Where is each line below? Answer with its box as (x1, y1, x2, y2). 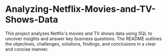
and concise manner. (5, 46, 49, 52)
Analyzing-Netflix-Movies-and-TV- (5, 3, 156, 15)
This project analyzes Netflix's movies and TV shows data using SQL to (5, 30, 152, 36)
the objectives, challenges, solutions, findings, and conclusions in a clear (5, 41, 156, 47)
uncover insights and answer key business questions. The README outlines (5, 36, 162, 42)
